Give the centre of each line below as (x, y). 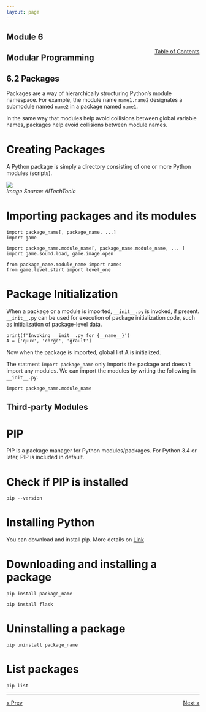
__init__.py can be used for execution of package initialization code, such (101, 318)
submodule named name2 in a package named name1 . (72, 106)
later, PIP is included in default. (45, 457)
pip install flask (30, 605)
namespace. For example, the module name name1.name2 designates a (94, 100)
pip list (17, 686)
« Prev (14, 703)
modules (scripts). (29, 173)
